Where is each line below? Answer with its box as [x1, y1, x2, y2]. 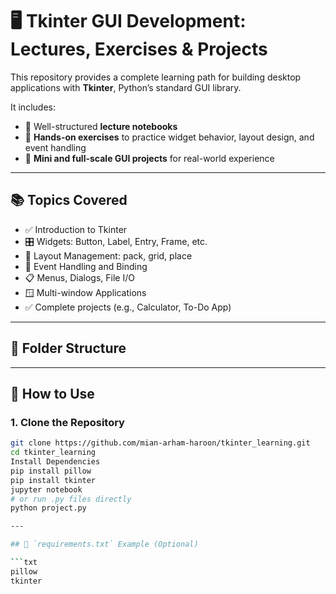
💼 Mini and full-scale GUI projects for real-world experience [24, 152, 275, 164]
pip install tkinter [10, 475, 97, 485]
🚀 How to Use [10, 385, 95, 402]
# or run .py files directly [10, 494, 132, 504]
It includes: [10, 101, 56, 113]
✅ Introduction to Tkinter [24, 223, 128, 235]
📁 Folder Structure [10, 340, 127, 357]
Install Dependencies [10, 457, 101, 467]
